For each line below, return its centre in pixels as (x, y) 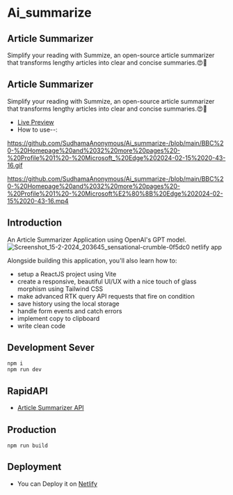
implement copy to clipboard (58, 318)
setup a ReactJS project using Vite (67, 274)
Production (32, 430)
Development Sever (51, 348)
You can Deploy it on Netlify (57, 484)
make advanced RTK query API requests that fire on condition (106, 296)
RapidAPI (28, 391)
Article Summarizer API (51, 408)
